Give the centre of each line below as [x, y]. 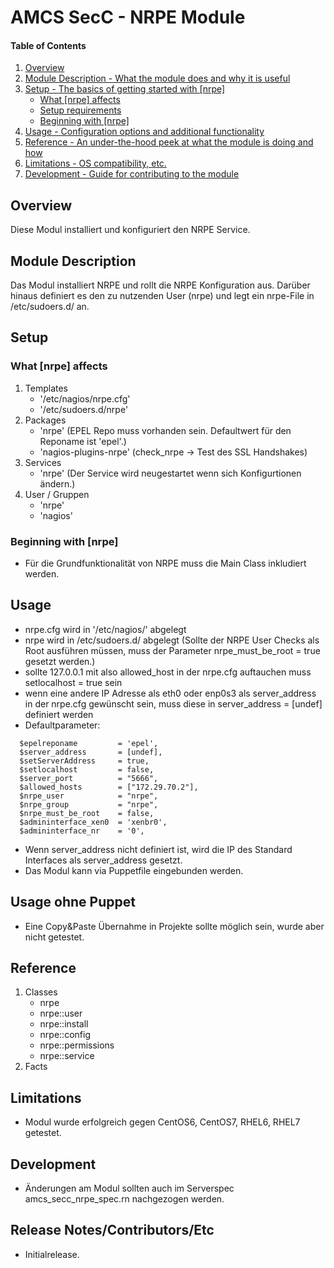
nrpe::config [65, 1035]
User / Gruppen [57, 494]
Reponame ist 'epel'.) [83, 441]
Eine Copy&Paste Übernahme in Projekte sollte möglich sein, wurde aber [174, 926]
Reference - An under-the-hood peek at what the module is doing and [169, 142]
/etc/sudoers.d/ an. [50, 307]
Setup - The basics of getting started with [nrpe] [125, 89]
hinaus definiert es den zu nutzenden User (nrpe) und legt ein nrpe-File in [162, 296]
